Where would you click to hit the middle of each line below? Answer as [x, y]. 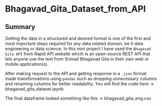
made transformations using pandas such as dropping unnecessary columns [81, 79]
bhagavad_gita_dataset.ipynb [34, 89]
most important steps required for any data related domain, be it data [74, 44]
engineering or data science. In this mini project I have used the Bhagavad [78, 49]
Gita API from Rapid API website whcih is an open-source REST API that [78, 54]
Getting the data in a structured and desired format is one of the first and [78, 38]
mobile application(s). [27, 64]
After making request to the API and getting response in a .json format [76, 73]
